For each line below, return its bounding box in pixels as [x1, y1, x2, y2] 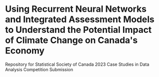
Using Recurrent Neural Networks [5, 3, 147, 15]
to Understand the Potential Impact [5, 25, 152, 35]
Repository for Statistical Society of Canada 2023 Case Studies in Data [5, 61, 150, 67]
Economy [5, 45, 45, 56]
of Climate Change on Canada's [5, 35, 138, 46]
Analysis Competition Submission [5, 66, 73, 72]
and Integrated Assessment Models [5, 14, 155, 25]
